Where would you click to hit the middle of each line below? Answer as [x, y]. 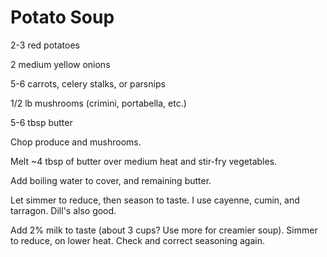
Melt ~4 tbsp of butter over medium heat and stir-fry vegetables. [144, 161]
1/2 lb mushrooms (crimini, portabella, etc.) [98, 103]
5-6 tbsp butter [41, 122]
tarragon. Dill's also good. [63, 210]
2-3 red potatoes [45, 45]
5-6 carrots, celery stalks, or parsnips [88, 83]
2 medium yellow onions [60, 64]
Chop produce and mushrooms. [76, 142]
